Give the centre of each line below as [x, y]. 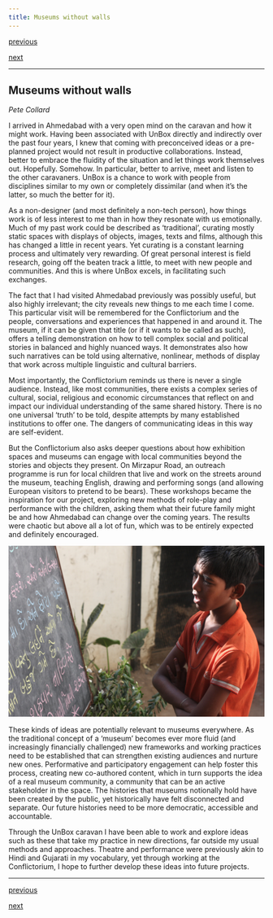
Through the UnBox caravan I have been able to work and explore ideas [129, 832]
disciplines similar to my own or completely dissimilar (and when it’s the [128, 186]
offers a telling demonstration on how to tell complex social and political [128, 339]
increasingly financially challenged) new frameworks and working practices [135, 747]
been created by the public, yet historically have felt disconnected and [126, 799]
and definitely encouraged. [54, 535]
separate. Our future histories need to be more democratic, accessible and [133, 808]
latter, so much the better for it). [62, 195]
